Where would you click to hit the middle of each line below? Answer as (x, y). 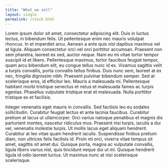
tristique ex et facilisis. (28, 97)
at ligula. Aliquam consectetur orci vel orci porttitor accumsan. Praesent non (84, 49)
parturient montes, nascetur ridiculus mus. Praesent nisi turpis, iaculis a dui (83, 123)
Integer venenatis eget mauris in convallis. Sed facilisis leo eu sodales (77, 107)
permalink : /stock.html (30, 19)
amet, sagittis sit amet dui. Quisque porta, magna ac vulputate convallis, (79, 144)
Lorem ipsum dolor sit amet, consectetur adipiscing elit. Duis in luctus (77, 34)
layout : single (21, 15)
